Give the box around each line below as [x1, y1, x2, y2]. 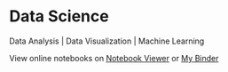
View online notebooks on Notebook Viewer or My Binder [9, 52, 219, 63]
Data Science [9, 6, 109, 27]
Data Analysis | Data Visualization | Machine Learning [9, 36, 205, 46]
